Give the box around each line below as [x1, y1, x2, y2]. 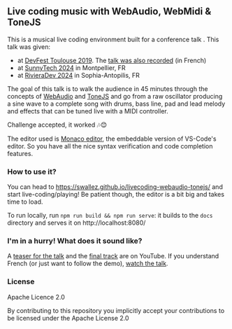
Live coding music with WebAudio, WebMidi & [7, 6, 212, 17]
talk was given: [7, 42, 51, 51]
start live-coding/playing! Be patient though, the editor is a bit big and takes [7, 190, 225, 199]
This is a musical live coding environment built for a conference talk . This [7, 35, 219, 43]
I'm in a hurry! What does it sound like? [7, 236, 143, 246]
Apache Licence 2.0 [7, 293, 65, 301]
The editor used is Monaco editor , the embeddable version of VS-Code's [7, 134, 217, 143]
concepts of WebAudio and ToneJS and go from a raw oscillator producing [7, 92, 223, 100]
